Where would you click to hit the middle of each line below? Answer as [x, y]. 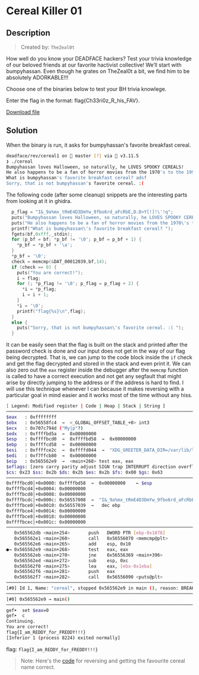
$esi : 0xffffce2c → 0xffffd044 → [55, 450]
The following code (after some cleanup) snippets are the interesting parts [97, 195]
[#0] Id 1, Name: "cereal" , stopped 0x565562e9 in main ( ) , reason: [92, 588]
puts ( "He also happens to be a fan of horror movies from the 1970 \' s [100, 223]
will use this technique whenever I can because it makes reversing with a [95, 389]
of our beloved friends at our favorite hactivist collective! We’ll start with [94, 65]
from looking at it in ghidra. [39, 201]
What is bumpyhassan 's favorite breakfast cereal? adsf [76, 178]
